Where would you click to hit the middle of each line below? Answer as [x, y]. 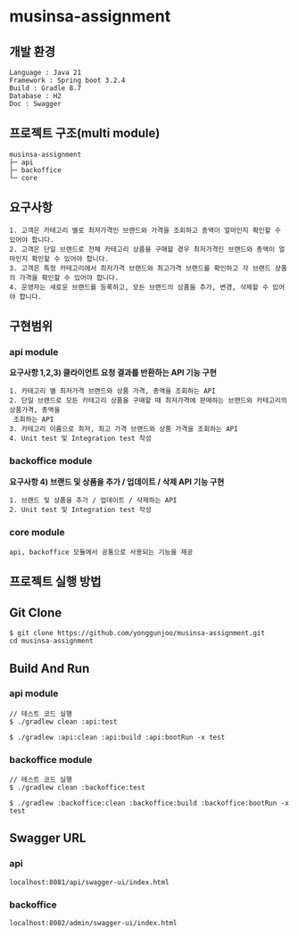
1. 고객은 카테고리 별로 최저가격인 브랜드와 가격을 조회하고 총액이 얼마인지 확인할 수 [145, 230]
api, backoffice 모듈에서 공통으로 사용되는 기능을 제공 [101, 552]
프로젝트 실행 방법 [55, 582]
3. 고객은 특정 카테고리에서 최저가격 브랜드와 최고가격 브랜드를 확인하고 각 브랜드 [140, 268]
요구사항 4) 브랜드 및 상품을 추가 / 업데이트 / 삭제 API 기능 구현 [117, 481]
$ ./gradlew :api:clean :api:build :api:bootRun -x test [117, 737]
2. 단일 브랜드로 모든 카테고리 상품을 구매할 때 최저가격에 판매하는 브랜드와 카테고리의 [148, 401]
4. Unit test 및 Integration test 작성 [80, 439]
